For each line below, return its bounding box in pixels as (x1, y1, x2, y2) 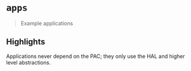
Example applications (20, 20, 73, 27)
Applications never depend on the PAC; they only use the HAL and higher (6, 53, 185, 60)
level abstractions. (6, 59, 51, 66)
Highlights (6, 37, 46, 47)
